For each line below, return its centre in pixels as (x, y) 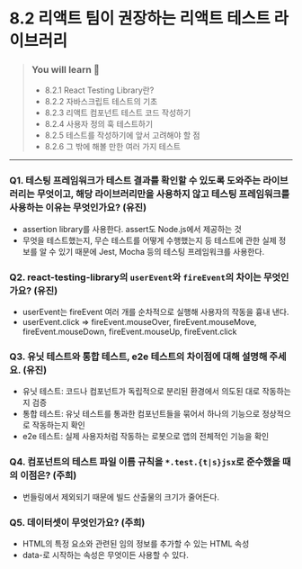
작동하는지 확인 (58, 425)
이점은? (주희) (48, 475)
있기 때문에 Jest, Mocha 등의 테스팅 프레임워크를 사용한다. (161, 251)
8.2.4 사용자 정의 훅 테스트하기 (99, 124)
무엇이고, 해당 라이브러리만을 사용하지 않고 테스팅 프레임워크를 (164, 194)
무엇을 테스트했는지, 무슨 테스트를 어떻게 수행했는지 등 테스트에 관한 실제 (149, 240)
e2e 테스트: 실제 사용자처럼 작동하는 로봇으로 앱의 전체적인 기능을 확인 (146, 437)
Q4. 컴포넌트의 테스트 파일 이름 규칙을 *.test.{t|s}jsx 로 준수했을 (145, 462)
